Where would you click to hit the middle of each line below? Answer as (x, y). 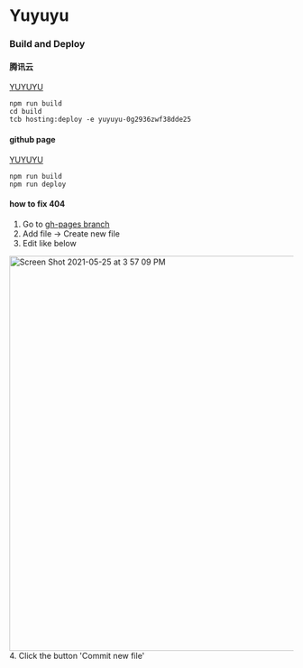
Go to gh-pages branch (66, 224)
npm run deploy (38, 184)
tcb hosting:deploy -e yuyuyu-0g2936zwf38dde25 (101, 120)
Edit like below (49, 243)
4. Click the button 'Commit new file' (77, 655)
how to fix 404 (37, 204)
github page (32, 139)
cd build (26, 112)
